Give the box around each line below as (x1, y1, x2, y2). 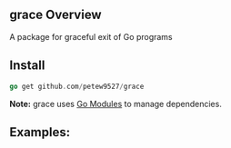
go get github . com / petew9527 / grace (9, 82, 145, 91)
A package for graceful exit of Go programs (9, 31, 173, 42)
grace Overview (9, 7, 102, 23)
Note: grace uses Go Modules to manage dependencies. (9, 98, 223, 109)
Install (9, 58, 45, 74)
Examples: (9, 124, 71, 140)
